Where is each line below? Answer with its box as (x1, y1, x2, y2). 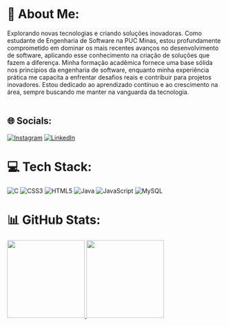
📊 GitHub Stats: (7, 212, 101, 227)
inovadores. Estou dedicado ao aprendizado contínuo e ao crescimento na (7, 80, 218, 88)
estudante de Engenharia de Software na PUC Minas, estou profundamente (7, 36, 221, 44)
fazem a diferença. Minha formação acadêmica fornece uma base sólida (7, 58, 214, 66)
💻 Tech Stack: (7, 159, 92, 175)
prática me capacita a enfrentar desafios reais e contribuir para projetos (7, 73, 212, 81)
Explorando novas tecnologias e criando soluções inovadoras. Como (7, 29, 202, 37)
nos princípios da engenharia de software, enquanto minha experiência (7, 66, 209, 74)
